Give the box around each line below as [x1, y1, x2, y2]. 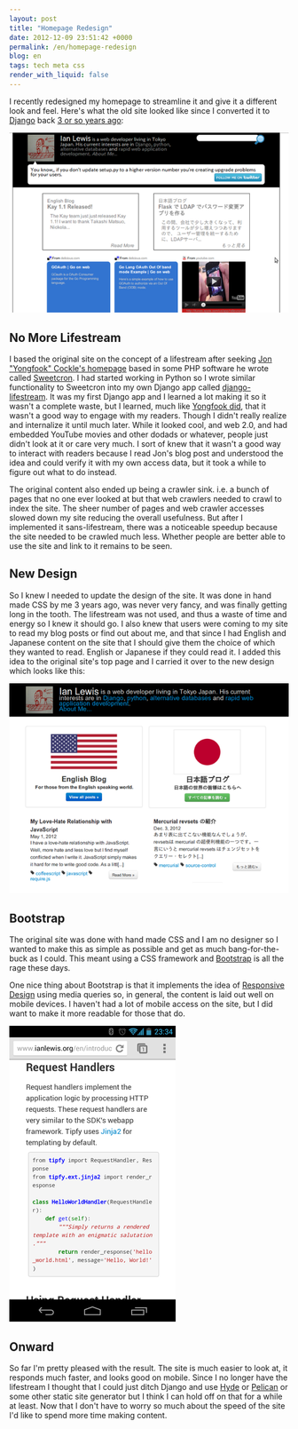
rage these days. [9, 963, 71, 973]
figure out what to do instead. [9, 467, 117, 478]
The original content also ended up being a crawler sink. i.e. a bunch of [9, 484, 270, 495]
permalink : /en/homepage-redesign [9, 43, 137, 52]
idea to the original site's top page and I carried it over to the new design [9, 655, 275, 666]
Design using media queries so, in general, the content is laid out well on [9, 989, 275, 1000]
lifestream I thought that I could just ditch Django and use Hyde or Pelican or [9, 1382, 288, 1393]
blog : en [9, 52, 42, 61]
